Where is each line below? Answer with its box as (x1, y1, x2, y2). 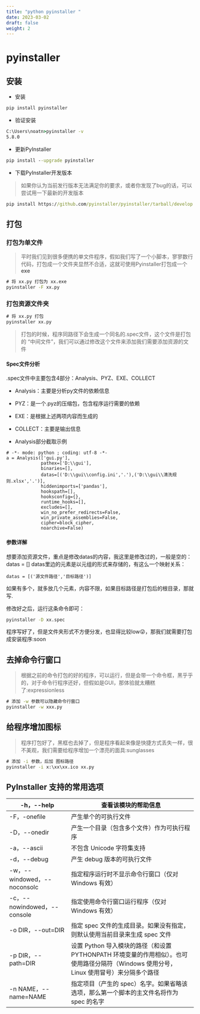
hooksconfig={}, (40, 494, 82, 500)
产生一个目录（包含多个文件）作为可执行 (71, 824, 185, 832)
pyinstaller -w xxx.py (6, 704, 62, 710)
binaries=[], (40, 466, 73, 472)
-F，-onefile (9, 812, 46, 821)
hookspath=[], (40, 489, 76, 495)
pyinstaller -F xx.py (6, 285, 60, 290)
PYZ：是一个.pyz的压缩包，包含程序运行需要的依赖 (14, 400, 140, 407)
